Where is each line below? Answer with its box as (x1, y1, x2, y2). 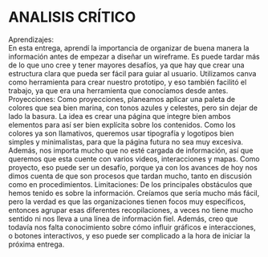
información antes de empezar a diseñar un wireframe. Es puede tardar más (8, 51, 260, 61)
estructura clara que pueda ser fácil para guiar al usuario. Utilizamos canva (8, 68, 257, 78)
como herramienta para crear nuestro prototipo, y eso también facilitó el (8, 77, 247, 87)
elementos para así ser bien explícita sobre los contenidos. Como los (8, 120, 236, 129)
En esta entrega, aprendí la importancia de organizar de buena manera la (8, 43, 250, 52)
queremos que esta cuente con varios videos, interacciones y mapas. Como (8, 153, 261, 164)
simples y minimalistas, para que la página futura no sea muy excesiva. (8, 137, 243, 146)
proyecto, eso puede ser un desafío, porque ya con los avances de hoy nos (8, 162, 258, 172)
